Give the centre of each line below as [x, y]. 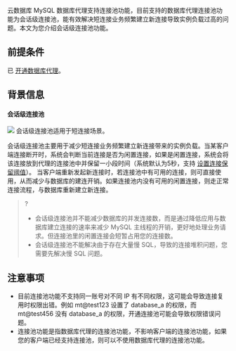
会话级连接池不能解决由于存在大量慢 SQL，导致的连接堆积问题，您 [131, 245]
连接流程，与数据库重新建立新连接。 [60, 190]
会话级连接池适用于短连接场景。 [62, 131]
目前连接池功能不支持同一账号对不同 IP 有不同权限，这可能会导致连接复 [120, 296]
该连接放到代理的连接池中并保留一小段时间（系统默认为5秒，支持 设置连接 [115, 163]
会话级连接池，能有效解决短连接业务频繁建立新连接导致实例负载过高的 [121, 19]
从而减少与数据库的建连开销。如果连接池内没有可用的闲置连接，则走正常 [124, 181]
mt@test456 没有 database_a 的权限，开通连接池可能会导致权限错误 [116, 314]
